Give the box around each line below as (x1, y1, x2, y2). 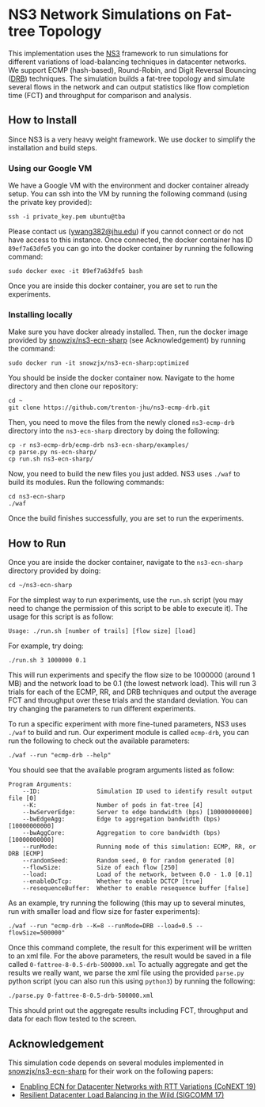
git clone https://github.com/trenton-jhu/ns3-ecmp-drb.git (8, 404, 211, 412)
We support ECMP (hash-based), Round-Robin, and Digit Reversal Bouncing (8, 65, 257, 74)
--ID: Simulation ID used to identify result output (22, 787, 253, 796)
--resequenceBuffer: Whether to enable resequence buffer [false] (22, 885, 249, 893)
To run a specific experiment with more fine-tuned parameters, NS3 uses (8, 719, 247, 729)
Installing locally (8, 309, 73, 320)
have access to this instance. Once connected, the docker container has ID (8, 235, 253, 245)
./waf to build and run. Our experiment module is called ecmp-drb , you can (8, 728, 249, 737)
